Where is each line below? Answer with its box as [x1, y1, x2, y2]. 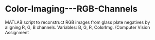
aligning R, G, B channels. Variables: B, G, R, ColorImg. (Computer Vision [5, 24, 150, 30]
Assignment [5, 29, 29, 35]
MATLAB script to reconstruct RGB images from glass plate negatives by [5, 19, 150, 25]
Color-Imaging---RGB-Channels [5, 3, 138, 14]
